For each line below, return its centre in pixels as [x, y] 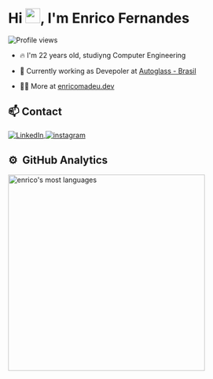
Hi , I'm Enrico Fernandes [99, 18]
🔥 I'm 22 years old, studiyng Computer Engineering [103, 55]
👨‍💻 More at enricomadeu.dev [67, 86]
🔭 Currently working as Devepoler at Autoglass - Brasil [108, 71]
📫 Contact [35, 112]
